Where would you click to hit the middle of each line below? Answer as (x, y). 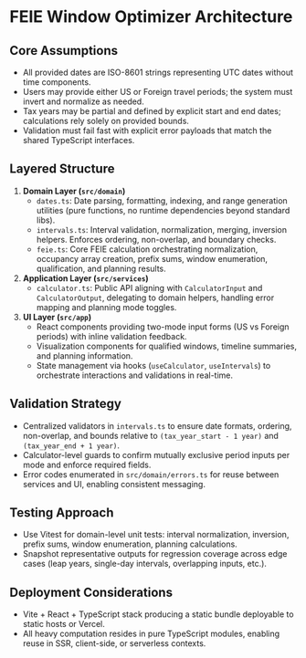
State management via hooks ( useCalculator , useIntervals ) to (153, 365)
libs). (46, 220)
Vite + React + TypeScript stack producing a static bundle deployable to (158, 614)
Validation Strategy (65, 404)
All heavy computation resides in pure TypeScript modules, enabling (151, 634)
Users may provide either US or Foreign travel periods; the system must (158, 92)
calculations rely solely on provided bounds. (106, 121)
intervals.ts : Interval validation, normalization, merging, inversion (162, 229)
